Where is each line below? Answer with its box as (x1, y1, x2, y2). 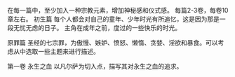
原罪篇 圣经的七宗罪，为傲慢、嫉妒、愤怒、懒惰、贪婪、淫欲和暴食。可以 (7, 38, 218, 47)
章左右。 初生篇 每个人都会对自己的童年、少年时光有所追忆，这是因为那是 (7, 15, 220, 23)
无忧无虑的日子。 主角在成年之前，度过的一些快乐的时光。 (13, 24, 181, 31)
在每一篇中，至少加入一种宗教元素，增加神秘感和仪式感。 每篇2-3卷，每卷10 (7, 6, 229, 14)
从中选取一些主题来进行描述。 (13, 48, 100, 55)
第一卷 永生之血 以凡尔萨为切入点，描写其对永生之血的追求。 (7, 62, 183, 70)
